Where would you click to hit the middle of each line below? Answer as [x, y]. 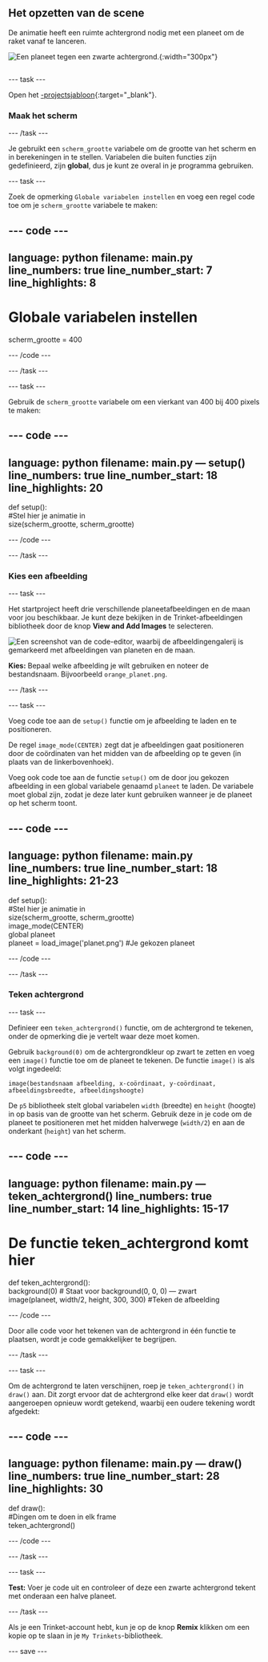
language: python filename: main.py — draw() [125, 1464]
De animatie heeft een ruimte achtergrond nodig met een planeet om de [126, 32]
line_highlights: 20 [56, 488]
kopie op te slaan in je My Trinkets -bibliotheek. [86, 1636]
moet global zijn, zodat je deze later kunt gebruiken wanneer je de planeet [130, 794]
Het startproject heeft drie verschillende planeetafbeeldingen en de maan [129, 609]
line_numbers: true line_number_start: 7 [110, 270]
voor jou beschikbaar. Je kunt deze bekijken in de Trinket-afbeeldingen [126, 618]
